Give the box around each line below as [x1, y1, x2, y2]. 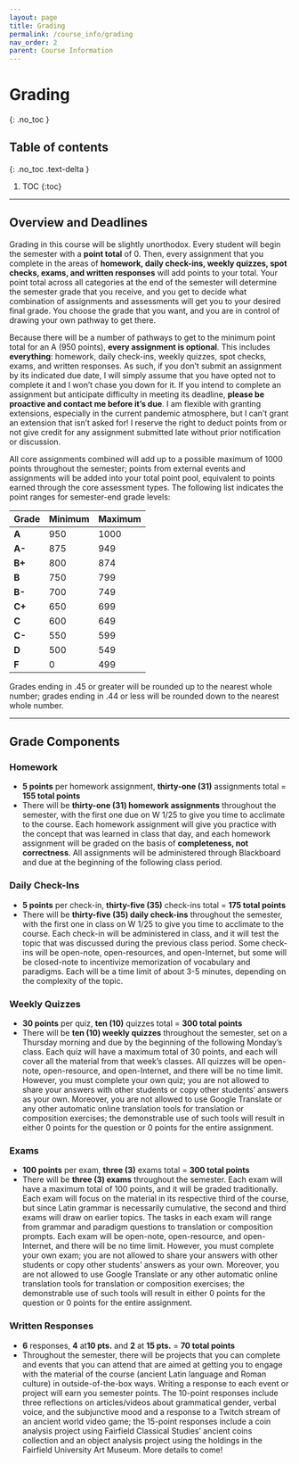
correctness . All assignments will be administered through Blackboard [21, 848, 281, 858]
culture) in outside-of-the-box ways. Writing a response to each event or [21, 1377, 289, 1388]
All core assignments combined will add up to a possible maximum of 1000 [9, 453, 283, 464]
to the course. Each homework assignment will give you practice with [21, 819, 278, 830]
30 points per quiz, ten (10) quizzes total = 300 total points [21, 1018, 243, 1029]
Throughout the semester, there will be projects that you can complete [21, 1349, 280, 1361]
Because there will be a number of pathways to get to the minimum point [9, 332, 276, 343]
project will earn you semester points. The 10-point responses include [21, 1387, 279, 1398]
